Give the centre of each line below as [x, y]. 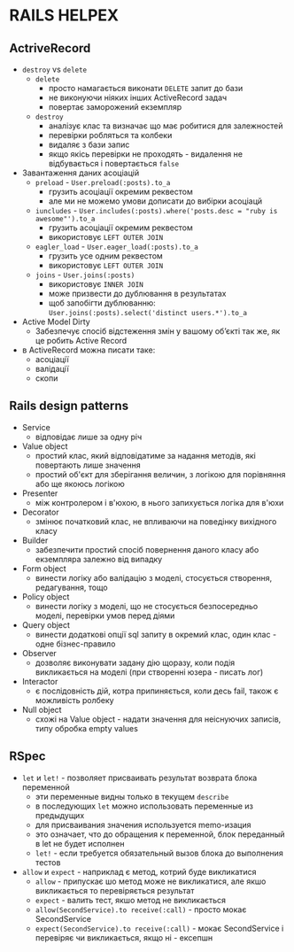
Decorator [40, 512]
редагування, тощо [71, 587]
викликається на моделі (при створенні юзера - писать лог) [149, 672]
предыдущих [60, 815]
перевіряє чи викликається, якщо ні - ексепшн [124, 937]
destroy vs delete [54, 69]
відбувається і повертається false [114, 163]
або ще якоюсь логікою [80, 484]
